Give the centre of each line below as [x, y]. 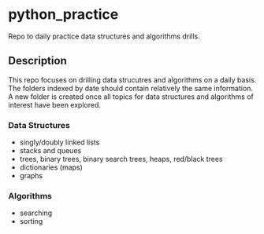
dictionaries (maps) [51, 167]
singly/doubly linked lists [59, 142]
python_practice [63, 15]
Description [37, 61]
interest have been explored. [54, 104]
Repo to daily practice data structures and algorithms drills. [104, 36]
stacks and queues [50, 151]
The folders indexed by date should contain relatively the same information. [131, 88]
